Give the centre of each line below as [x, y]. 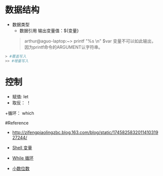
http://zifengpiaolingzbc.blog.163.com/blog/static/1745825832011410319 [85, 132]
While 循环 [23, 158]
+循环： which [20, 113]
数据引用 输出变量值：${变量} [49, 30]
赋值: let [20, 96]
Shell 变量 [22, 148]
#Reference [17, 123]
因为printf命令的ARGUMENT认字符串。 [63, 47]
